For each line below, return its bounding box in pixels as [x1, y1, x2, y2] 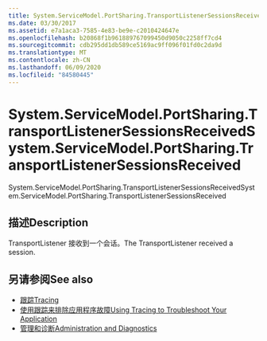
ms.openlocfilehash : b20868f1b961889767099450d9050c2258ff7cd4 [8, 33, 222, 42]
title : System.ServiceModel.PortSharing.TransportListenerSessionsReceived [8, 11, 265, 20]
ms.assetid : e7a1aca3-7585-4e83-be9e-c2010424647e [8, 26, 180, 34]
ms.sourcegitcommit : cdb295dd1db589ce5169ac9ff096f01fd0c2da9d [8, 41, 222, 49]
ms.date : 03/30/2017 [8, 19, 77, 27]
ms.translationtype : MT [8, 49, 87, 57]
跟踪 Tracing [19, 296, 60, 305]
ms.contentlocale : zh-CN [8, 57, 91, 65]
